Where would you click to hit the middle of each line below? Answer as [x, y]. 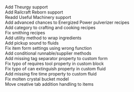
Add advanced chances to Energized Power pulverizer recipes [67, 22]
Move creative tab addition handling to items [49, 84]
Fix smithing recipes [25, 33]
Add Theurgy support [27, 7]
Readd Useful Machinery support [38, 17]
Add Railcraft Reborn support [34, 12]
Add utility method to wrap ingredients [43, 38]
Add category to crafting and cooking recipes [50, 28]
